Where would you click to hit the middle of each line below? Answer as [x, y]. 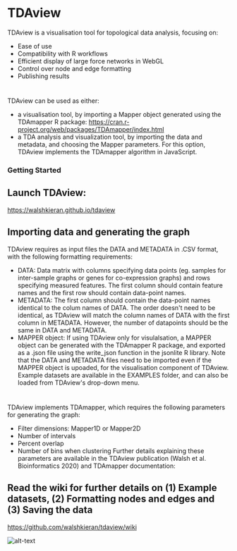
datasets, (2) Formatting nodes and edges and [111, 499]
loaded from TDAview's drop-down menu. [78, 383]
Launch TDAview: [47, 193]
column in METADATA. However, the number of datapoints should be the [123, 323]
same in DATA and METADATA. [62, 330]
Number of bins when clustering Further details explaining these [111, 451]
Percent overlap [41, 443]
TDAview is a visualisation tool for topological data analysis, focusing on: [113, 32]
